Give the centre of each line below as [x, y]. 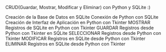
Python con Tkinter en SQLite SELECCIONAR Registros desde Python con [83, 33]
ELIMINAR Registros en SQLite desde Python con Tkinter [66, 44]
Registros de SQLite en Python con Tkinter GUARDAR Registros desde [80, 28]
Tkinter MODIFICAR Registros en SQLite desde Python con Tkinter [75, 38]
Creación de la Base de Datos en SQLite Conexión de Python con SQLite [82, 17]
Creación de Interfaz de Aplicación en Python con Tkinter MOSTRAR [78, 22]
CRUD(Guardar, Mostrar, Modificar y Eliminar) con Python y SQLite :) [78, 7]
